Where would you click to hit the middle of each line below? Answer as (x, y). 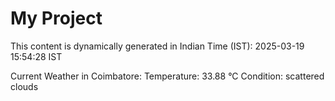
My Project (56, 18)
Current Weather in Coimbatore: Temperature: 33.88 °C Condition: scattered (167, 76)
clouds (24, 86)
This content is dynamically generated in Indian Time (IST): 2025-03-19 (157, 46)
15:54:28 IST (36, 56)
